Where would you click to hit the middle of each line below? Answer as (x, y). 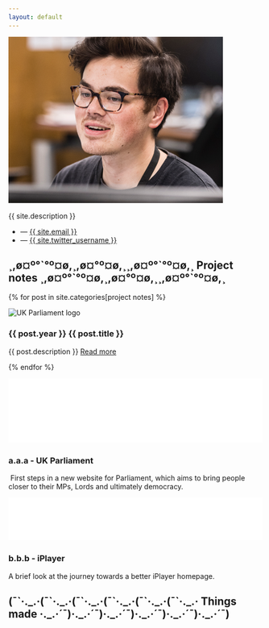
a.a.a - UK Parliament (51, 461)
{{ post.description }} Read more (62, 351)
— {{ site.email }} (48, 231)
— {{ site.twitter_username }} (68, 240)
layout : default (35, 17)
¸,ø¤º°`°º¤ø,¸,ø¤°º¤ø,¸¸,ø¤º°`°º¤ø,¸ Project (121, 266)
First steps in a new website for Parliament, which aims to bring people (128, 478)
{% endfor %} (31, 367)
